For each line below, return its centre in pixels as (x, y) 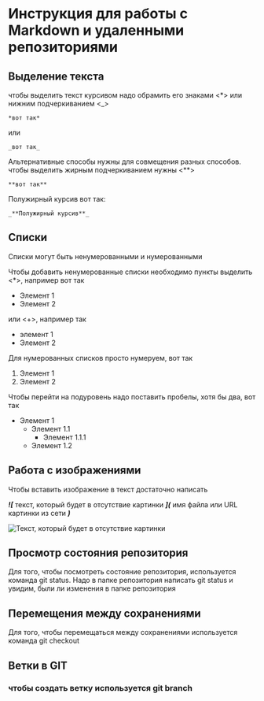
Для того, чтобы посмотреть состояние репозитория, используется (122, 572)
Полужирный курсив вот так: (57, 199)
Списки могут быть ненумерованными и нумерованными (105, 256)
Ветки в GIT (38, 665)
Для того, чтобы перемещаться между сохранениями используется (123, 632)
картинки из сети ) (39, 513)
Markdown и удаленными (96, 30)
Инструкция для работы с (98, 14)
